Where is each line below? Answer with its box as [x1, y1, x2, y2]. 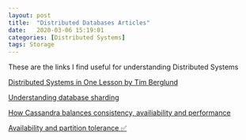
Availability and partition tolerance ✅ [8, 123, 127, 133]
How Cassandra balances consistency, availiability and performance [8, 108, 231, 118]
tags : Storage [8, 41, 55, 49]
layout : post [8, 11, 51, 20]
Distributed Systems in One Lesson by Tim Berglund [8, 78, 178, 87]
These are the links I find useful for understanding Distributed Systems [8, 62, 239, 72]
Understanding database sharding [8, 93, 120, 102]
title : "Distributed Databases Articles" [8, 19, 150, 27]
